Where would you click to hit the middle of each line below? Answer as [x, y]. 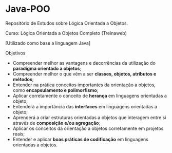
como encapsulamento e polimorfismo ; [55, 90]
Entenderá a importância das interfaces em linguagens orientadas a [85, 106]
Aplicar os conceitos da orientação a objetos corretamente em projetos [88, 128]
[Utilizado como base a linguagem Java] [48, 43]
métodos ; [23, 79]
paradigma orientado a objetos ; [47, 68]
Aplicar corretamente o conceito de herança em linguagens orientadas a [90, 95]
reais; [18, 133]
